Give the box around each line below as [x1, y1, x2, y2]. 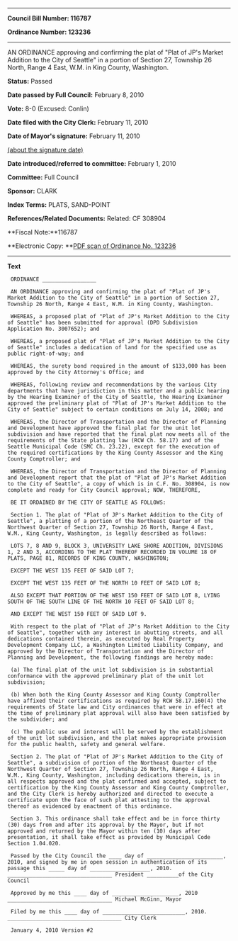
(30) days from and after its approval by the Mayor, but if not [7, 821, 204, 828]
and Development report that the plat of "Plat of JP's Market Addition [7, 474, 227, 481]
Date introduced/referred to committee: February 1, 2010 [7, 159, 176, 167]
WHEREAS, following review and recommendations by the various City [10, 381, 217, 388]
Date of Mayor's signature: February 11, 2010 [7, 132, 140, 140]
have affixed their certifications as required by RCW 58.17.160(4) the [7, 697, 227, 704]
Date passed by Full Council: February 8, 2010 [7, 91, 144, 99]
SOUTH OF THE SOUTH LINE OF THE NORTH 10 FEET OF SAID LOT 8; [7, 598, 195, 605]
